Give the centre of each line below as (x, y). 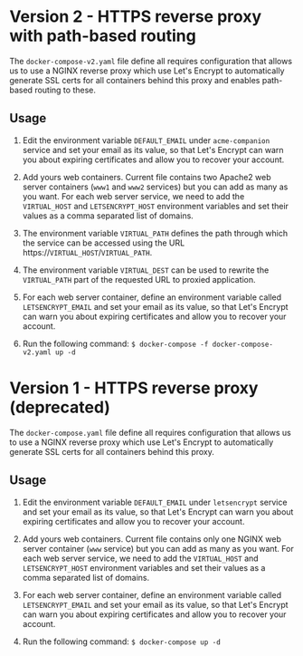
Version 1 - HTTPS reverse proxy (134, 388)
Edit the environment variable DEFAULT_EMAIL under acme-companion (146, 140)
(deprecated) (60, 407)
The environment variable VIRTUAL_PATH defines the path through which (155, 233)
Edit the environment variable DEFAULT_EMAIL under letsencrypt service (155, 502)
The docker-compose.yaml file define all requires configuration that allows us (150, 432)
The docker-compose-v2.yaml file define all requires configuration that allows (151, 61)
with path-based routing (103, 36)
